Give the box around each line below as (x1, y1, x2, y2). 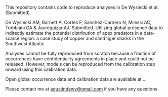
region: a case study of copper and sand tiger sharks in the (20, 35, 144, 41)
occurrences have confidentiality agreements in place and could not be (5, 56, 154, 62)
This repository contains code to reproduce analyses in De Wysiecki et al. (5, 5, 159, 10)
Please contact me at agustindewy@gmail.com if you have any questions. (5, 86, 159, 92)
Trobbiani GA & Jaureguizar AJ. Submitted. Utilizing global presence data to (5, 25, 163, 31)
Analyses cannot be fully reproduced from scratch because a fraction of (5, 50, 156, 56)
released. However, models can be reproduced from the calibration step (5, 61, 155, 67)
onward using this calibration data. (5, 66, 77, 72)
